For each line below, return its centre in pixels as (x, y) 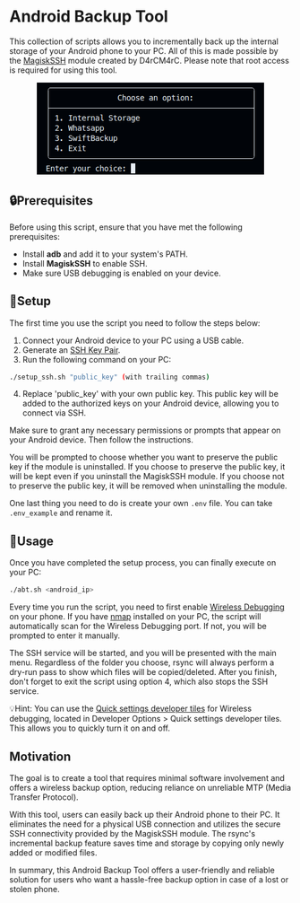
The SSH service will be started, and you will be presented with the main (143, 653)
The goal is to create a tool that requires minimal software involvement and (147, 777)
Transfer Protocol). (44, 797)
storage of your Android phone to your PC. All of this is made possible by (144, 50)
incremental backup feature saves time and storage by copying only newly (147, 843)
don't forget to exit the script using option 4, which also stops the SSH (139, 682)
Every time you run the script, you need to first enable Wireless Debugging (147, 607)
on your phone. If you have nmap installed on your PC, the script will (135, 617)
